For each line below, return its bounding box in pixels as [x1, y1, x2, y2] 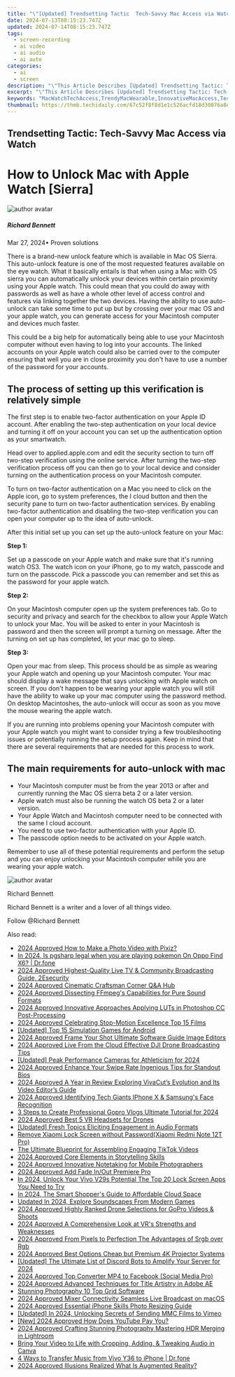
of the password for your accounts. [7, 363, 109, 371]
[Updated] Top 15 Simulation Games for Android [17, 1025, 156, 1034]
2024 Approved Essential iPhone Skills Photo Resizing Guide [17, 1301, 192, 1310]
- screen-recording [13, 36, 71, 44]
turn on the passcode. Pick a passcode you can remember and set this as [7, 570, 220, 578]
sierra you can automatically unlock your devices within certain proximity [7, 274, 218, 283]
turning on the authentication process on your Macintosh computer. [7, 471, 202, 479]
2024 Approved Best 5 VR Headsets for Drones [17, 1115, 154, 1124]
